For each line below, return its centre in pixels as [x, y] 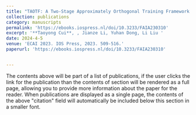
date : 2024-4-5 [25, 38]
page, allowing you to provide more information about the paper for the [92, 88]
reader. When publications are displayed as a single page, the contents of [95, 94]
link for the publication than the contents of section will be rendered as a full [98, 82]
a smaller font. [23, 107]
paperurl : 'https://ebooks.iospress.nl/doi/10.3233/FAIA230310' [86, 49]
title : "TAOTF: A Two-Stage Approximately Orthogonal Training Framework [98, 11]
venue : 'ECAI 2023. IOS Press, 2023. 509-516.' [65, 44]
